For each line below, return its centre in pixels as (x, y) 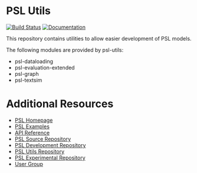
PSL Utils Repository (40, 151)
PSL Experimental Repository (50, 158)
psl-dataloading (34, 61)
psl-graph (27, 74)
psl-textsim (28, 80)
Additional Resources (60, 104)
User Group (29, 164)
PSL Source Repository (43, 139)
